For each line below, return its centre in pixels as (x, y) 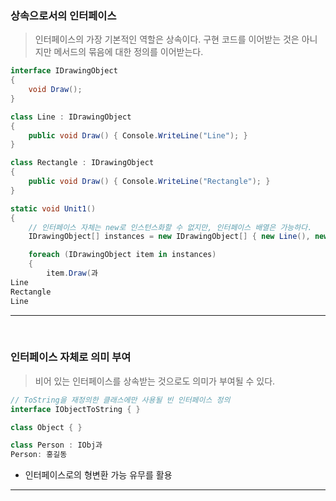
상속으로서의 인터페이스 (63, 15)
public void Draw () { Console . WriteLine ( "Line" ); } (138, 135)
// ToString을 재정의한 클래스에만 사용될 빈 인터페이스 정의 (120, 400)
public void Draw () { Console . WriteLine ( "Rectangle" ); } (149, 182)
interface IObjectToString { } (75, 409)
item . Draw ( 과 (72, 273)
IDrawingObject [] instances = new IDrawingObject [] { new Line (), (169, 237)
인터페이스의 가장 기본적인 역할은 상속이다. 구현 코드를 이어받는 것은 (167, 39)
